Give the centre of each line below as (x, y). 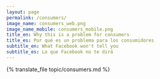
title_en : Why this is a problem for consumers (68, 35)
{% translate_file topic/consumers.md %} (58, 69)
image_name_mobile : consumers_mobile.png (60, 29)
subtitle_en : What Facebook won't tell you (63, 47)
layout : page (23, 12)
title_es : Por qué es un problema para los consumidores (80, 40)
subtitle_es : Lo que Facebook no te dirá (60, 52)
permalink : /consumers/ (37, 18)
